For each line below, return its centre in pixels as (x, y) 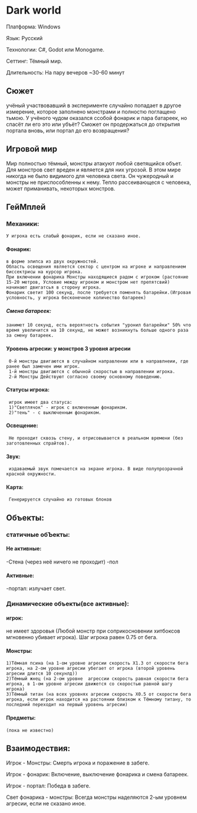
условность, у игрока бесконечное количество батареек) (76, 298)
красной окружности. (32, 474)
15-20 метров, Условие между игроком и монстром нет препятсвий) (88, 282)
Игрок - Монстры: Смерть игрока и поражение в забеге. (78, 763)
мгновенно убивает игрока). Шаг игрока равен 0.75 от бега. (82, 637)
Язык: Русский (24, 38)
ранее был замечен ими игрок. (43, 366)
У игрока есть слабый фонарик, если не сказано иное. (74, 236)
